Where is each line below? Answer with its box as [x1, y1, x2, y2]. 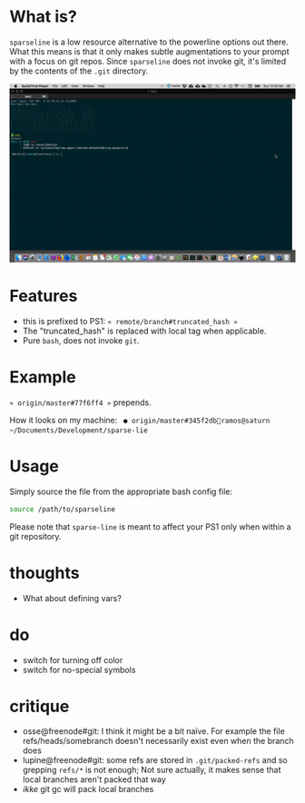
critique [9, 696, 70, 717]
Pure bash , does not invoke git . [22, 334, 140, 346]
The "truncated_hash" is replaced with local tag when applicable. [22, 325, 267, 336]
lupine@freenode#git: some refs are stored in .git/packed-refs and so [22, 755, 288, 766]
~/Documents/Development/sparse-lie [9, 425, 148, 435]
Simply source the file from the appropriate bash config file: [9, 486, 233, 497]
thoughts [9, 562, 80, 583]
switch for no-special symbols [22, 664, 136, 675]
